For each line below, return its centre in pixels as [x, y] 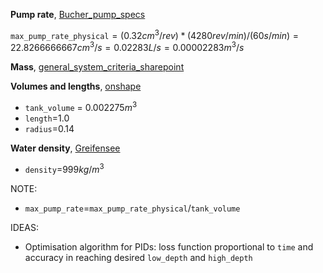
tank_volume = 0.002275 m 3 [81, 106]
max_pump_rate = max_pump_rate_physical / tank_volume [132, 208]
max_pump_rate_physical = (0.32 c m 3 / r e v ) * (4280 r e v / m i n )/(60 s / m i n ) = [155, 34]
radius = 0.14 [49, 128]
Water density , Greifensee [65, 148]
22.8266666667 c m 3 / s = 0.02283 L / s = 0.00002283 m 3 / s [127, 47]
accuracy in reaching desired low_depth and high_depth [138, 257]
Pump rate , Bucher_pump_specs [78, 14]
